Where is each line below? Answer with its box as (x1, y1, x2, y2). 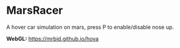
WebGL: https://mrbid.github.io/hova (6, 35, 99, 42)
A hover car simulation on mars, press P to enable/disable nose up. (6, 23, 175, 31)
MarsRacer (6, 4, 63, 17)
